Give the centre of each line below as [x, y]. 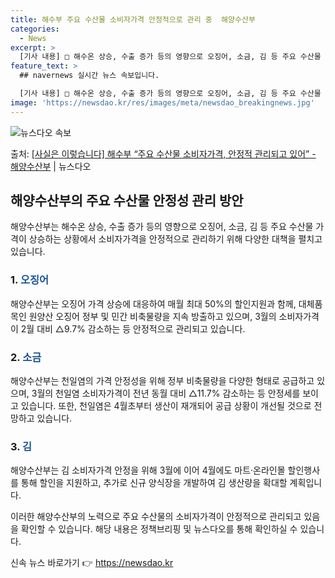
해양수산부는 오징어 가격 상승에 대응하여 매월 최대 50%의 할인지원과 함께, [153, 303]
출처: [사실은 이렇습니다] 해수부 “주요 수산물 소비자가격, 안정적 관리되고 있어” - [163, 153]
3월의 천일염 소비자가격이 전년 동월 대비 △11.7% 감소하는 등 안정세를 [166, 393]
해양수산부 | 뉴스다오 [51, 166]
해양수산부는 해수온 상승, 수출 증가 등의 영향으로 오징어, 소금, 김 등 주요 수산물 [162, 227]
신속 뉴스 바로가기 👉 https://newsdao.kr [92, 563]
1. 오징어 [30, 280]
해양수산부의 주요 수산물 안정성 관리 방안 [127, 201]
